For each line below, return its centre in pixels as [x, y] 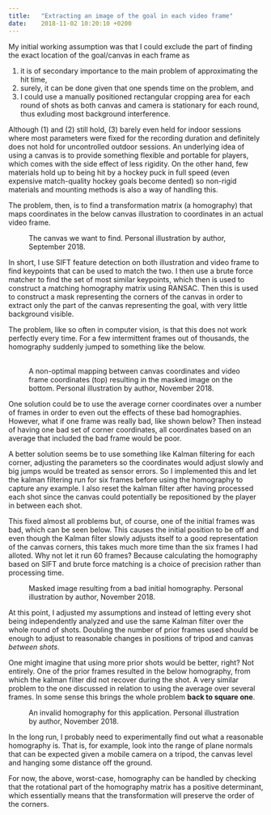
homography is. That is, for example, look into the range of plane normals [131, 745]
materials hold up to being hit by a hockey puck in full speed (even [119, 172]
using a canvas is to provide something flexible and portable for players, [129, 155]
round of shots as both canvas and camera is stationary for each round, [140, 105]
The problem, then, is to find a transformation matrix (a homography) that [131, 205]
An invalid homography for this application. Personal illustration [134, 712]
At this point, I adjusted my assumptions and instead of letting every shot [130, 612]
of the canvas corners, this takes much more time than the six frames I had [133, 547]
